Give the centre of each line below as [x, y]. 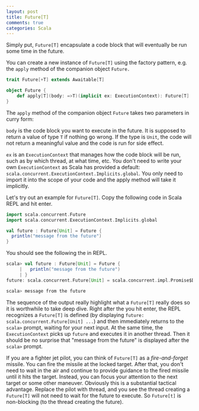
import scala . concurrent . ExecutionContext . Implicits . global [82, 220]
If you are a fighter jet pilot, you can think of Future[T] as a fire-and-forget [97, 358]
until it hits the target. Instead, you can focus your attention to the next [92, 377]
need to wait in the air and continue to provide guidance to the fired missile [97, 370]
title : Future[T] [28, 17]
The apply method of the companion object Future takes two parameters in [98, 112]
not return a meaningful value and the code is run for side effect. [85, 143]
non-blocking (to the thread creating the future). [65, 402]
